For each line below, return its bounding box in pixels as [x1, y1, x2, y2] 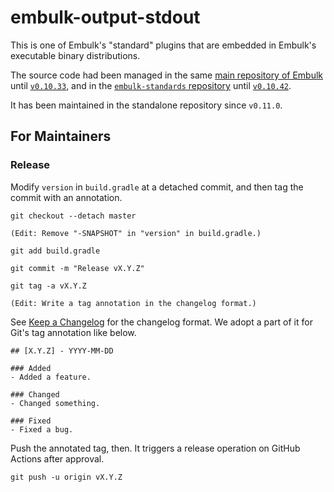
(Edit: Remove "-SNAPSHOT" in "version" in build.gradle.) [10, 228, 262, 238]
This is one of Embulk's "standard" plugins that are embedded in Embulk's [10, 39, 317, 51]
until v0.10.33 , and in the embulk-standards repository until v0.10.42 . [10, 79, 292, 91]
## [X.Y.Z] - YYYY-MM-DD [10, 346, 114, 356]
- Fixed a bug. [10, 424, 74, 435]
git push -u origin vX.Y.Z [10, 472, 123, 482]
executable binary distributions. [10, 49, 141, 61]
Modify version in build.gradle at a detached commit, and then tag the [10, 181, 304, 193]
